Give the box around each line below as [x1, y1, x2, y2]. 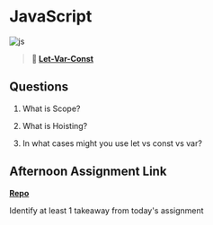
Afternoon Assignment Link [9, 164, 167, 179]
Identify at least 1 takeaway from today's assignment [9, 204, 204, 216]
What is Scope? [22, 103, 81, 114]
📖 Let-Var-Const [31, 53, 94, 64]
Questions [9, 79, 69, 95]
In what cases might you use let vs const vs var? [22, 137, 202, 149]
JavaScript [9, 6, 93, 27]
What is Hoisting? [22, 120, 88, 131]
